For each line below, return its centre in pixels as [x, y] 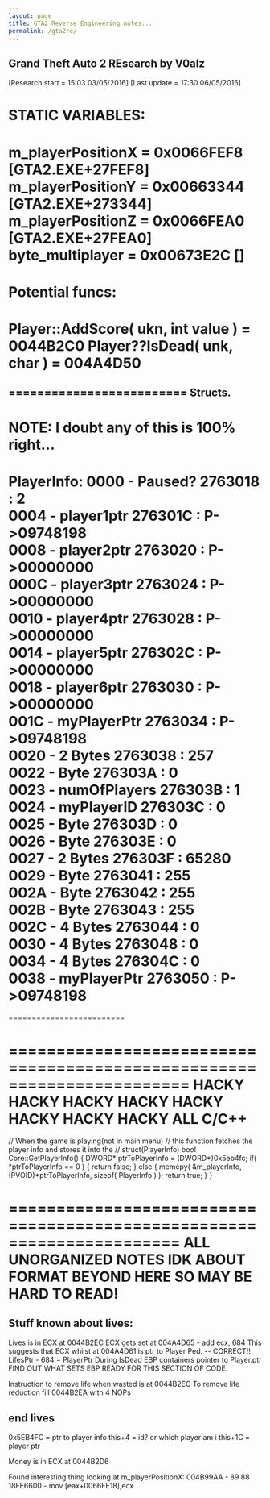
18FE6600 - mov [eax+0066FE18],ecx [71, 1486]
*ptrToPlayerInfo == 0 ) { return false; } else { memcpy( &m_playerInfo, [125, 1167]
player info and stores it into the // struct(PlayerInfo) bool [102, 1150]
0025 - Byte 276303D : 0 [93, 824]
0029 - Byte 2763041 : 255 [100, 875]
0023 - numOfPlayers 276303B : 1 [125, 790]
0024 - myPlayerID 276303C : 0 [117, 807]
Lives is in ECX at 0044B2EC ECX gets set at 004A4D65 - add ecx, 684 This [135, 1342]
